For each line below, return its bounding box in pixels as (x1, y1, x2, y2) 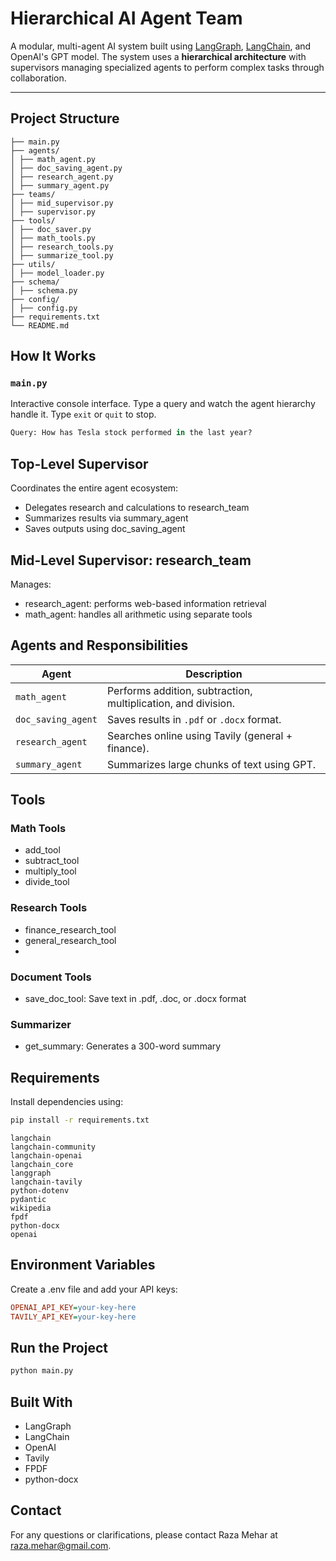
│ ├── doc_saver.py (10, 224, 92, 234)
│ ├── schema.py (10, 285, 78, 296)
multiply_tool (24, 865, 77, 877)
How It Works (10, 348, 97, 365)
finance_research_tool (24, 923, 117, 936)
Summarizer (10, 1017, 72, 1031)
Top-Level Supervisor (10, 455, 149, 472)
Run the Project (10, 1339, 108, 1356)
